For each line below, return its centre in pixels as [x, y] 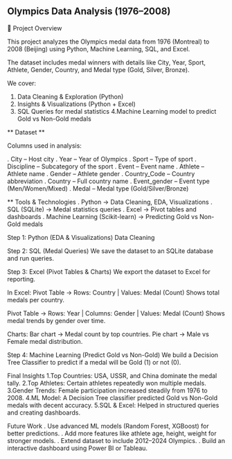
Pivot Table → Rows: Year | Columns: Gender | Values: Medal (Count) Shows [116, 313]
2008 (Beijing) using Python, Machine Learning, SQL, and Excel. [99, 49]
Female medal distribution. [45, 341]
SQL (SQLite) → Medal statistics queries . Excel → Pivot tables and [102, 209]
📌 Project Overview [35, 28]
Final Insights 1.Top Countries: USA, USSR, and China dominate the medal [112, 375]
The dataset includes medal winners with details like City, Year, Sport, [107, 62]
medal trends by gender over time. [56, 320]
